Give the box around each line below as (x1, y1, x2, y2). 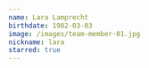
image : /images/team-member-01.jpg (8, 29, 141, 38)
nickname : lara (8, 37, 65, 47)
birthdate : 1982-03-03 (8, 21, 93, 30)
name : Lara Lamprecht (8, 12, 89, 22)
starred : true (8, 46, 62, 55)
